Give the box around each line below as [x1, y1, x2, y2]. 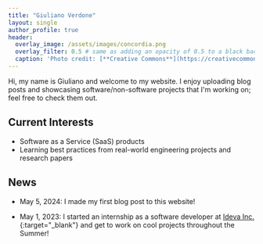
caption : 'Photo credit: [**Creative [15, 56, 139, 63]
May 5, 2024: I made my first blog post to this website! [19, 196, 196, 206]
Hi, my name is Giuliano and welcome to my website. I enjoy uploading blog [8, 76, 252, 86]
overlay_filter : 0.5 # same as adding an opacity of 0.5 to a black [15, 48, 243, 56]
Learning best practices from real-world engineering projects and [19, 145, 232, 154]
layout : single [8, 19, 58, 27]
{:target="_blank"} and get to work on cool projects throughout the [19, 220, 235, 229]
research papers [19, 153, 73, 163]
